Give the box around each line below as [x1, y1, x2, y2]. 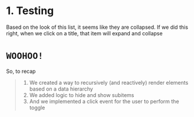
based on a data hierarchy [29, 85, 93, 92]
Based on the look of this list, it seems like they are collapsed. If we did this [6, 24, 189, 31]
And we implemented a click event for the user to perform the [29, 98, 179, 105]
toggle [29, 104, 45, 111]
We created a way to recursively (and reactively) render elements [29, 79, 189, 86]
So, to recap [6, 68, 36, 75]
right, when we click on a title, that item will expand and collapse [6, 29, 163, 36]
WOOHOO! [6, 51, 44, 62]
